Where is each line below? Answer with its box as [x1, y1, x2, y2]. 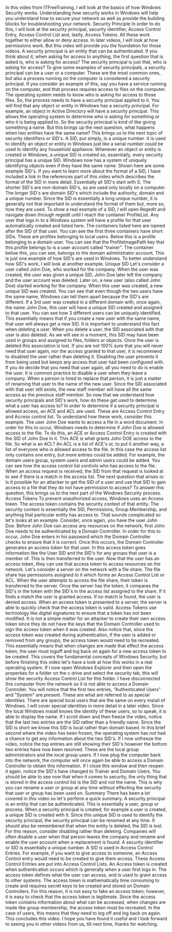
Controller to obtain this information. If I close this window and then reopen [5, 763, 164, 769]
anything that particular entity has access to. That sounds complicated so [5, 512, 161, 518]
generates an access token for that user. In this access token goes [5, 544, 146, 550]
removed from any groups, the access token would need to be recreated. [5, 637, 160, 643]
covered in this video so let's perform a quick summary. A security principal [5, 795, 165, 802]
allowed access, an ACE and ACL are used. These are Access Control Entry [5, 408, 165, 414]
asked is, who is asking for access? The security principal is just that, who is [5, 59, 167, 65]
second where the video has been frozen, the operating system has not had [5, 730, 166, 736]
